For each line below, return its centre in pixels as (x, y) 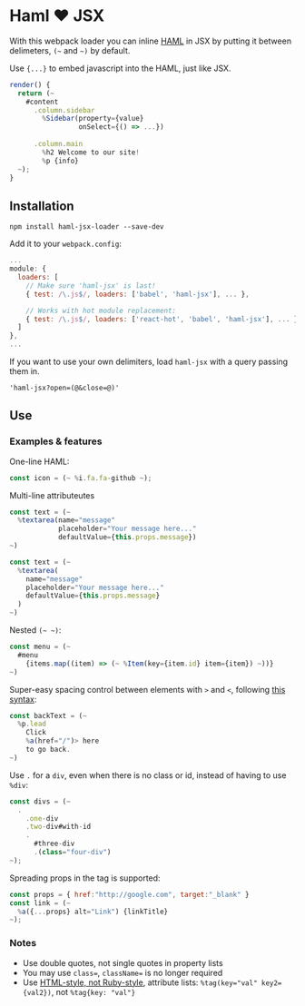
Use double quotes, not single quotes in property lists (123, 962)
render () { (30, 84)
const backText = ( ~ (49, 715)
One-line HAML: (39, 461)
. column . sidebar (64, 110)
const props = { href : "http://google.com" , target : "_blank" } (129, 894)
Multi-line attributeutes (52, 495)
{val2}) (37, 992)
